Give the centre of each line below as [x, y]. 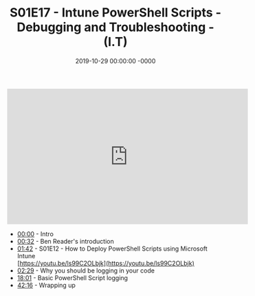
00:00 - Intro [35, 234]
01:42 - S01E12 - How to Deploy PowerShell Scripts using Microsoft [112, 249]
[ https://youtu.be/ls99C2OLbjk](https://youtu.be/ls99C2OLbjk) [106, 263]
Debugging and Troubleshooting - [115, 27]
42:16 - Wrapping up [46, 285]
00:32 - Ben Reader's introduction [66, 241]
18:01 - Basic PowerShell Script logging [73, 277]
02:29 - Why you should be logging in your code [86, 271]
